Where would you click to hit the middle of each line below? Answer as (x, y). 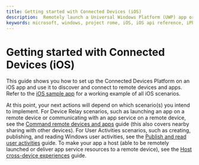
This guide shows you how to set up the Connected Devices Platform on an (98, 81)
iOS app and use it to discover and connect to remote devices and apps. (94, 87)
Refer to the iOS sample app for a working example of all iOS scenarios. (93, 94)
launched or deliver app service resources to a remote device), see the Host (99, 150)
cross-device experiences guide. (46, 156)
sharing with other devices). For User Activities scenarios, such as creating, (98, 131)
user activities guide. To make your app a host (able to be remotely (88, 143)
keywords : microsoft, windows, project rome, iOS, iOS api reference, (95, 23)
